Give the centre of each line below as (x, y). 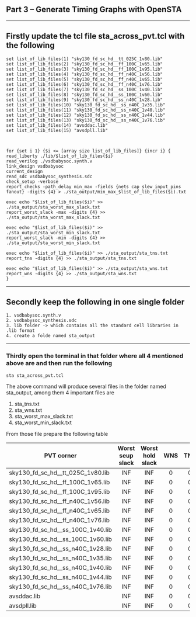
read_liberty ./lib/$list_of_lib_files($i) (60, 156)
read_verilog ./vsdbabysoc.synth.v (49, 161)
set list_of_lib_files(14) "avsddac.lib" (57, 125)
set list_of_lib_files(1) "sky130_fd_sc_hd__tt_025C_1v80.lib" (85, 59)
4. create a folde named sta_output (50, 336)
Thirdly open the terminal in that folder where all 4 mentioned (95, 356)
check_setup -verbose (32, 181)
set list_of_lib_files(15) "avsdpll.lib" (57, 130)
